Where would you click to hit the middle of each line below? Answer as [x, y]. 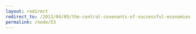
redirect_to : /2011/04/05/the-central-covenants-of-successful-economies [98, 17]
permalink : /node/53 [31, 22]
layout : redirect [27, 11]
